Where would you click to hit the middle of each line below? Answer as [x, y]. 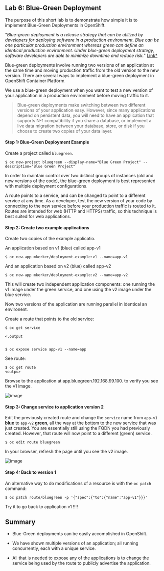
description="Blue [24, 166]
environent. [17, 309]
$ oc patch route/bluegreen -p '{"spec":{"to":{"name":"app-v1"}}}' [76, 497]
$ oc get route [21, 368]
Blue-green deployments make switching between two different [81, 105]
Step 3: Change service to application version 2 [54, 407]
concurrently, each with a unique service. [54, 548]
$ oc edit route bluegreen [33, 442]
